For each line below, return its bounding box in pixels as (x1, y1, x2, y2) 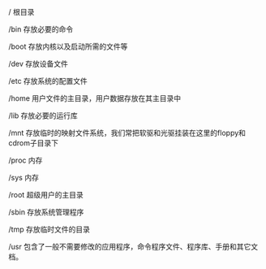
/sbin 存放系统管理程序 (8, 207, 84, 217)
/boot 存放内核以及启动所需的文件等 (8, 41, 128, 51)
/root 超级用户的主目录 (8, 190, 84, 199)
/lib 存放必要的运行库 (8, 111, 79, 120)
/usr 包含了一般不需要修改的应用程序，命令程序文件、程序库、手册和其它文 (8, 242, 258, 251)
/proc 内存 (8, 155, 43, 165)
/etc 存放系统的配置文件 (8, 76, 88, 85)
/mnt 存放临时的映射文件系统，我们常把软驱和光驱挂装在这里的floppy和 (8, 128, 246, 137)
